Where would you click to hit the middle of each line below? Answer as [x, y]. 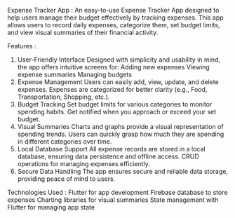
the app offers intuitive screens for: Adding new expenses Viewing [114, 67]
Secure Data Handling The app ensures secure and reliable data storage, [122, 171]
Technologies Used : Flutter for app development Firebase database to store [117, 192]
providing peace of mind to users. [66, 179]
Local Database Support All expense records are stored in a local [111, 149]
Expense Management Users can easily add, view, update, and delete [118, 82]
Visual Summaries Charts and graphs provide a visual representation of [120, 127]
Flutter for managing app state [51, 207]
